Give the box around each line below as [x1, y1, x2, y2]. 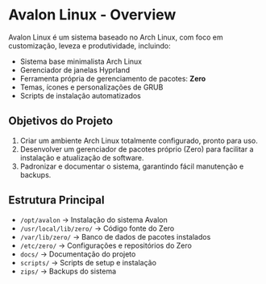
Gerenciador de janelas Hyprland [19, 65, 131, 74]
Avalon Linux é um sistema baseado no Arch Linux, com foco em [8, 32, 223, 42]
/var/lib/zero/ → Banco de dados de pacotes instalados [19, 232, 211, 241]
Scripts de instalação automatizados [19, 90, 141, 100]
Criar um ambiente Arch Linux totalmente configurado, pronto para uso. [19, 136, 258, 145]
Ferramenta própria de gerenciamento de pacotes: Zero [19, 73, 206, 83]
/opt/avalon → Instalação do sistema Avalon [19, 215, 168, 224]
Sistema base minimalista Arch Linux [19, 56, 143, 66]
